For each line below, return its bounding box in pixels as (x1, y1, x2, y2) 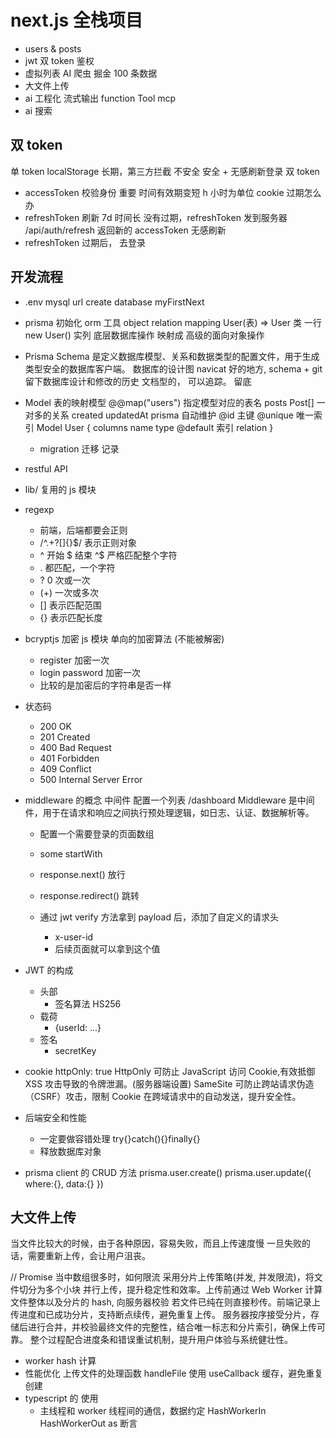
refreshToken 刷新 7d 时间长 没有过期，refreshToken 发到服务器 (24, 211, 288, 223)
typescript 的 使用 (24, 1392, 99, 1405)
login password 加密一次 (39, 666, 142, 678)
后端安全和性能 (24, 1111, 87, 1123)
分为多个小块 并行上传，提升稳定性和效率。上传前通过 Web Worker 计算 (27, 1284, 323, 1296)
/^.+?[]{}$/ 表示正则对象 (39, 536, 137, 548)
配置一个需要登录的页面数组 (39, 827, 155, 840)
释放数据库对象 (39, 1145, 102, 1157)
